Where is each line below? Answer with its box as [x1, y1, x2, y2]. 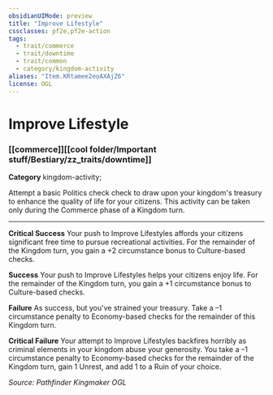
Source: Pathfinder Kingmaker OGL [8, 377, 128, 387]
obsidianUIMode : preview [8, 11, 93, 20]
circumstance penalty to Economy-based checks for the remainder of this [8, 311, 256, 321]
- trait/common [15, 58, 67, 66]
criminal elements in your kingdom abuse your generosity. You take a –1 [8, 344, 248, 354]
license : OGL [8, 79, 53, 88]
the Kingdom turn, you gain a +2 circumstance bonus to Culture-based [8, 245, 246, 255]
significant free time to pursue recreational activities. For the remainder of [8, 237, 256, 247]
